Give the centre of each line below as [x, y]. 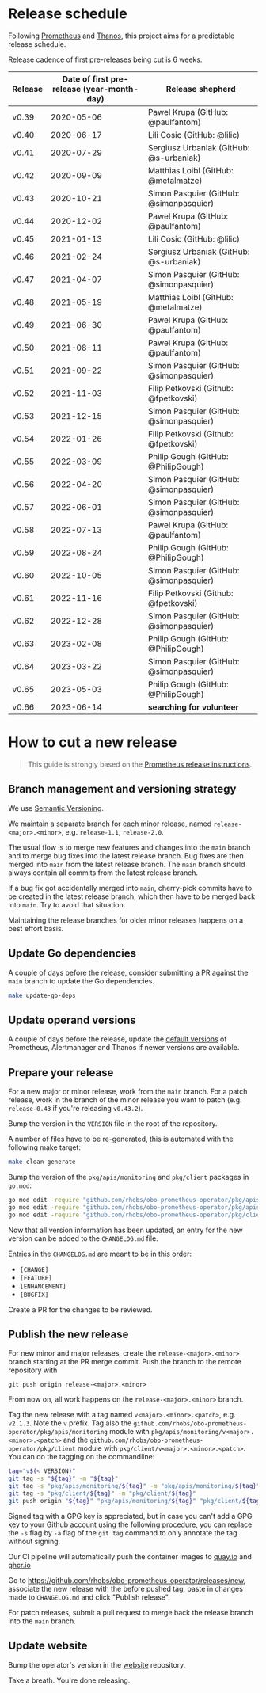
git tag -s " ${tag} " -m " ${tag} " [63, 1479]
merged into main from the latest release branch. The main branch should [127, 864]
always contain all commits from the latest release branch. [103, 873]
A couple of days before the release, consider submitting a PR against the [128, 972]
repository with [33, 1370]
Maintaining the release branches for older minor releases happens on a [126, 920]
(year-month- [110, 89]
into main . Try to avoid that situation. [67, 904]
